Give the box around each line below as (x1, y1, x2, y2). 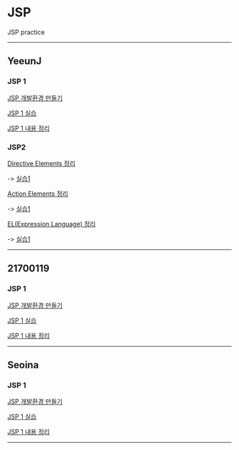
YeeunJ (7, 55, 42, 68)
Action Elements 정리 (7, 189, 69, 198)
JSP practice (7, 28, 45, 36)
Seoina (7, 359, 39, 371)
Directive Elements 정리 (7, 159, 76, 167)
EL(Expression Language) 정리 (7, 219, 96, 228)
